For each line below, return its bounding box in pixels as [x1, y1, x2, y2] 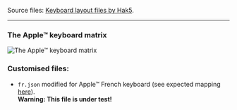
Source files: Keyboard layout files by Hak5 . [7, 6, 134, 14]
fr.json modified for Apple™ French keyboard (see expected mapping [17, 80, 221, 88]
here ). [17, 87, 35, 96]
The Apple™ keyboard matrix [7, 30, 107, 39]
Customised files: [7, 63, 69, 73]
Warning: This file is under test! [17, 94, 113, 103]
